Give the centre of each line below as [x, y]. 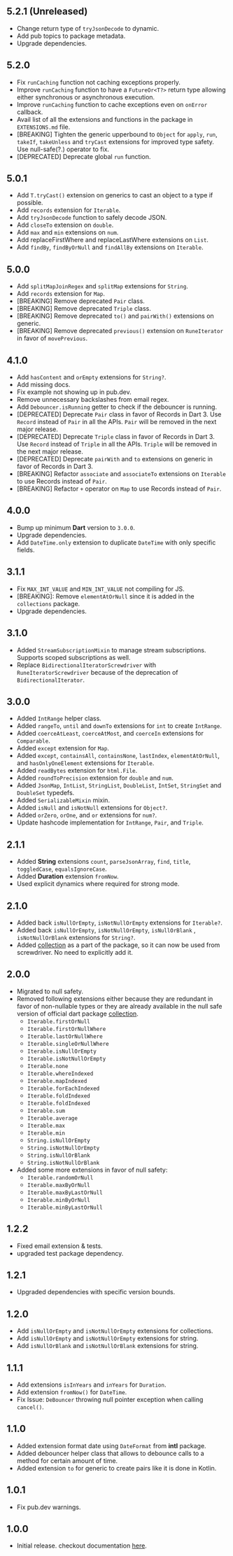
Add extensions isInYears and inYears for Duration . [91, 1385]
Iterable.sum [46, 1111]
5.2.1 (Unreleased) [47, 12]
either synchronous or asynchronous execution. [86, 97]
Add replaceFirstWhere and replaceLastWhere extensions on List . [113, 240]
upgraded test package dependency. [70, 1253]
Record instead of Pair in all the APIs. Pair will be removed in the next [116, 422]
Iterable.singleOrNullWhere [68, 1044]
